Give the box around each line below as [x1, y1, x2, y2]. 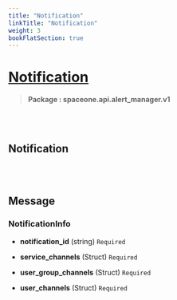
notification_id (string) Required [19, 236, 126, 246]
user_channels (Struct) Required [19, 282, 128, 292]
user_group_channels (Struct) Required [19, 267, 151, 277]
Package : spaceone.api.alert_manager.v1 [27, 95, 171, 105]
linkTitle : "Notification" [8, 19, 98, 27]
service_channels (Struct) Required [19, 252, 138, 262]
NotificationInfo [8, 219, 71, 230]
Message [8, 195, 56, 208]
